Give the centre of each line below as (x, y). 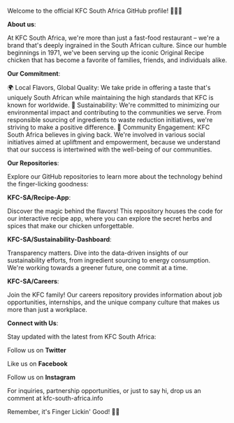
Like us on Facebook (37, 364)
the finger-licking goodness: (48, 184)
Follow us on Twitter (37, 350)
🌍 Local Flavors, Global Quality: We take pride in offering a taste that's (109, 88)
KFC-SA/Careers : (33, 281)
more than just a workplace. (47, 310)
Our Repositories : (33, 163)
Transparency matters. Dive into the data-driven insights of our (98, 253)
